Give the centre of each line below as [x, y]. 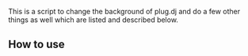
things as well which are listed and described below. [93, 20]
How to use [36, 45]
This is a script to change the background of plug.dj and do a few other [124, 11]
